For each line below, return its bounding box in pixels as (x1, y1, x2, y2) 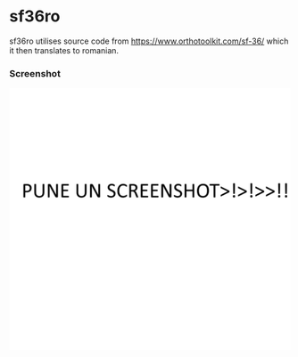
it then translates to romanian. (9, 45, 119, 55)
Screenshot (9, 67, 61, 79)
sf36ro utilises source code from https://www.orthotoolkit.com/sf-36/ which (9, 36, 289, 46)
